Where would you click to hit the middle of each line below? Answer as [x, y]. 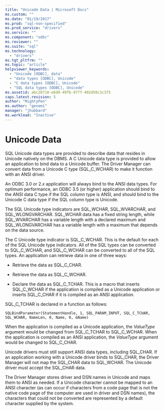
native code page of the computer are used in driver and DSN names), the [80, 393]
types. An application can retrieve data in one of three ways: [66, 255]
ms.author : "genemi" [26, 106]
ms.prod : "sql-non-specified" [36, 23]
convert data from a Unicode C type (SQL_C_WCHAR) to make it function [79, 169]
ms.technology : [21, 51]
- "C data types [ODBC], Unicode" [45, 83]
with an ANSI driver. [25, 174]
